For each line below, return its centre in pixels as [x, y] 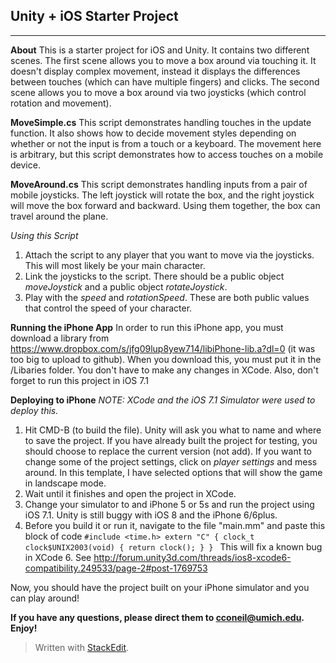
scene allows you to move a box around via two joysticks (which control [158, 92]
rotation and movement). [61, 103]
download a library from [60, 338]
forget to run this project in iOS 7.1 [79, 380]
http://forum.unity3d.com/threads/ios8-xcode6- [192, 557]
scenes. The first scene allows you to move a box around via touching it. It [163, 60]
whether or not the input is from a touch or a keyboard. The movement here [166, 143]
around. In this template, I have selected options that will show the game [173, 472]
